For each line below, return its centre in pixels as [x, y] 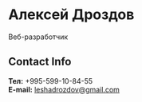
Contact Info [40, 62]
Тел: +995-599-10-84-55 [51, 80]
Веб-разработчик [38, 37]
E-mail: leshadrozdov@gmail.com [64, 89]
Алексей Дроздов [71, 15]
